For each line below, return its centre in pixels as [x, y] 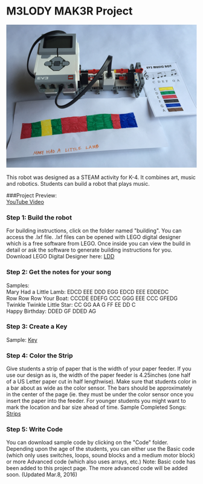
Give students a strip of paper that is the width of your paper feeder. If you [99, 369]
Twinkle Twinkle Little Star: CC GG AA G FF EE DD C [71, 304]
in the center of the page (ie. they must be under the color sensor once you [100, 394]
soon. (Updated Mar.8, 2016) [42, 475]
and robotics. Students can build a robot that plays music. [78, 183]
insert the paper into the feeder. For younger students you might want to [96, 401]
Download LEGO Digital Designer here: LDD [60, 257]
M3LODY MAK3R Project [69, 11]
